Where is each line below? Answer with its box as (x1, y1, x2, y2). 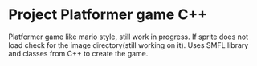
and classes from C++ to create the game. (8, 49, 149, 58)
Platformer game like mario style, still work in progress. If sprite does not (8, 32, 249, 41)
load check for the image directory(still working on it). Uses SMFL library (8, 40, 249, 49)
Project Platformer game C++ (8, 6, 208, 24)
